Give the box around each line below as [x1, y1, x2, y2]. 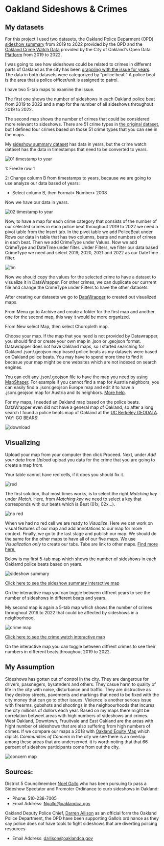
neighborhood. [5, 615, 35, 621]
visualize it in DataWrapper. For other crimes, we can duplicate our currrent [5, 279, 157, 285]
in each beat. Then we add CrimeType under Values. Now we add [5, 240, 138, 245]
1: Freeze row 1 [5, 166, 35, 171]
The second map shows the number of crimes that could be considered [5, 116, 150, 121]
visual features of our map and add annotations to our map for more [5, 525, 142, 531]
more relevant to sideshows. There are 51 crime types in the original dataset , [5, 121, 160, 127]
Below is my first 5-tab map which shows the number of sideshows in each [5, 556, 157, 562]
